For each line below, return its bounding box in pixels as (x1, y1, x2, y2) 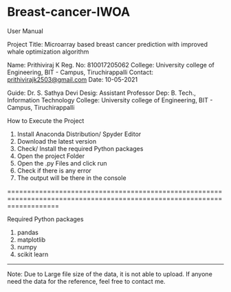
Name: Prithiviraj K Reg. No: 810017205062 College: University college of (7, 60, 215, 69)
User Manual (7, 27, 43, 35)
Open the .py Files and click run (16, 159, 107, 167)
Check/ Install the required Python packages (16, 144, 144, 153)
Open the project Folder (16, 152, 85, 160)
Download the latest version (16, 137, 97, 145)
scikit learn (16, 250, 49, 258)
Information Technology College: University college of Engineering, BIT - (7, 96, 213, 104)
